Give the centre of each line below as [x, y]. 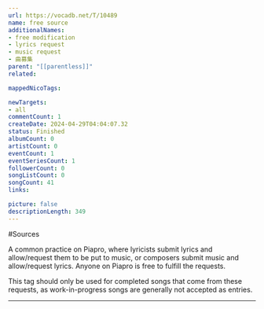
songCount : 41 [31, 183]
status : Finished [37, 132]
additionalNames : [37, 30]
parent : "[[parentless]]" [50, 67]
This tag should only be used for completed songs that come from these [125, 281]
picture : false [33, 204]
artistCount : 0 [33, 146]
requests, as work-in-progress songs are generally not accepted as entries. [130, 289]
